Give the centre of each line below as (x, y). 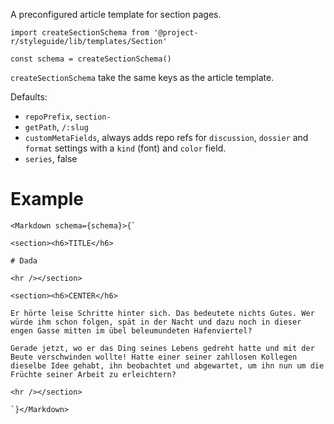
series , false (51, 158)
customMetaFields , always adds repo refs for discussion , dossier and (166, 137)
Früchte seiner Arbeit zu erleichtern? (93, 374)
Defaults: (29, 97)
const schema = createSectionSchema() (91, 59)
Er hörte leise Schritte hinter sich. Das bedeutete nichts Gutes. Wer (162, 313)
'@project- (176, 33)
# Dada (24, 260)
